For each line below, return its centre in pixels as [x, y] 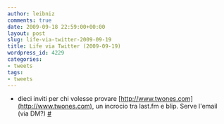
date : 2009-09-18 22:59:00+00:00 [56, 27]
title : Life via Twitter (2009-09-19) [64, 46]
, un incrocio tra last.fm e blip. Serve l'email [155, 106]
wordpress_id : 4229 [36, 53]
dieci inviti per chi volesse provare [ [69, 99]
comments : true [30, 20]
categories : [25, 60]
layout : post [26, 33]
